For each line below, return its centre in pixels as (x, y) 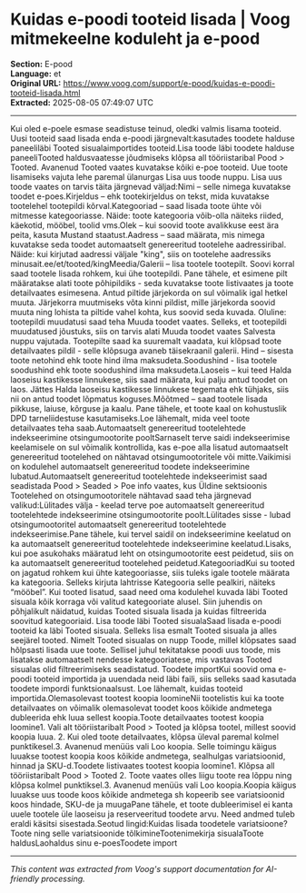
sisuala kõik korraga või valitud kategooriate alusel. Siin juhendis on (136, 601)
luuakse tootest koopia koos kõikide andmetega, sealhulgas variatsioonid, (148, 756)
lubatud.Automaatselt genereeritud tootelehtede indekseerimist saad (139, 476)
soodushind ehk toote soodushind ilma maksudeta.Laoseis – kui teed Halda (151, 370)
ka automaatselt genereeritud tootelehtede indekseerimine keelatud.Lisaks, (151, 543)
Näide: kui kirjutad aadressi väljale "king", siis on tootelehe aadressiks (141, 253)
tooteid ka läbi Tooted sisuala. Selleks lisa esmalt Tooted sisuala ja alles (144, 630)
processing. (63, 878)
